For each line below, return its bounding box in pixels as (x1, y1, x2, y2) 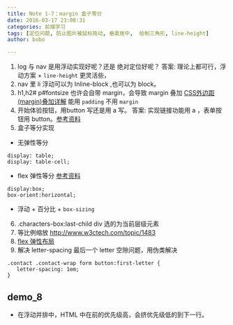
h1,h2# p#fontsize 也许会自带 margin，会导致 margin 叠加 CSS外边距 (17, 89, 215, 97)
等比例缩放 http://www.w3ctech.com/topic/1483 (17, 229, 156, 237)
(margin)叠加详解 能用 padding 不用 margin (17, 97, 139, 106)
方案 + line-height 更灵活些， (23, 71, 110, 80)
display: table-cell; (7, 159, 70, 166)
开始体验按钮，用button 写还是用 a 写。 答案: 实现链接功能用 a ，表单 (17, 106, 216, 115)
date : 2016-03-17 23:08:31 (7, 17, 86, 24)
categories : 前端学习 (7, 23, 66, 30)
